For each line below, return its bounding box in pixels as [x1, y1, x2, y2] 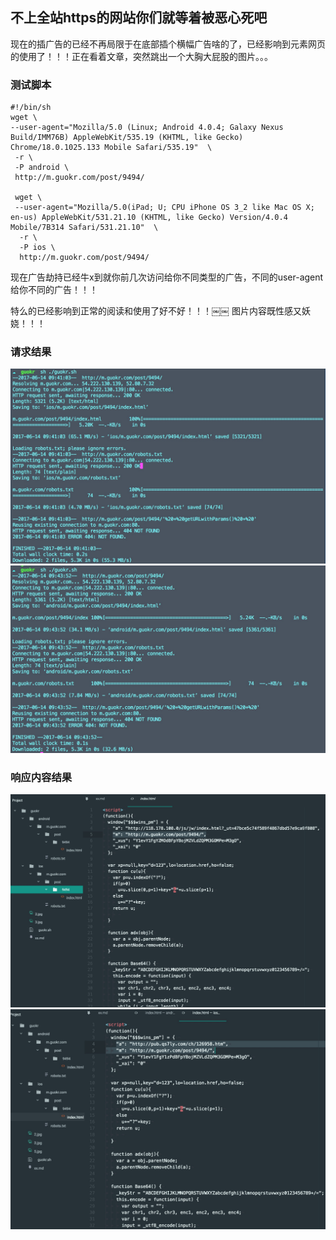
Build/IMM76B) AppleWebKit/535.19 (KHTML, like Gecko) [10, 133, 244, 143]
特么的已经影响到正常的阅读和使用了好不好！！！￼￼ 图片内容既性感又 [10, 305, 302, 317]
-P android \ [14, 163, 70, 173]
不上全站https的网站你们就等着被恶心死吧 [10, 9, 268, 27]
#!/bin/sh [10, 103, 52, 113]
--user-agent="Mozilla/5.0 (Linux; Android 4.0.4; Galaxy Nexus [10, 123, 284, 133]
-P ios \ [19, 243, 56, 253]
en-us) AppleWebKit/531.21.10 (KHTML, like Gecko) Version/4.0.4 [10, 213, 288, 223]
